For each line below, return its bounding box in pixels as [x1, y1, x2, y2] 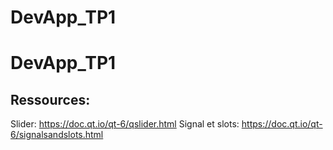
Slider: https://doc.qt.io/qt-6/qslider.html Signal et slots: [10, 118, 240, 130]
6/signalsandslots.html [10, 129, 104, 141]
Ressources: [10, 91, 91, 108]
